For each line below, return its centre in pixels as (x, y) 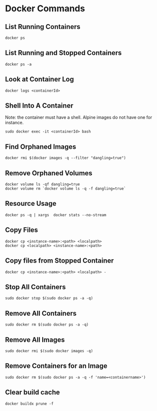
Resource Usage (31, 204)
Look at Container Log (39, 79)
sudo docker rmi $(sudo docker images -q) (49, 351)
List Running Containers (43, 27)
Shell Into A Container (39, 106)
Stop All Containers (36, 287)
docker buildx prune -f (29, 404)
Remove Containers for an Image (56, 366)
